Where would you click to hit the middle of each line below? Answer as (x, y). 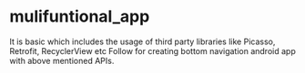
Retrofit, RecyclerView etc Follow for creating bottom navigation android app (152, 50)
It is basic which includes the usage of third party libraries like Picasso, (142, 41)
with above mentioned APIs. (62, 60)
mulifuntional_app (80, 17)
